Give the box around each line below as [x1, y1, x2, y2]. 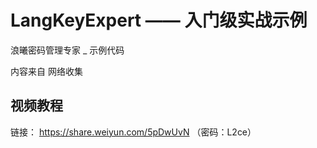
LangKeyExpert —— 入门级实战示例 [10, 9, 308, 32]
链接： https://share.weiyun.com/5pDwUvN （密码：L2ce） [10, 126, 257, 138]
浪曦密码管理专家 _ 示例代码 [10, 44, 125, 56]
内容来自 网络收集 [10, 65, 83, 77]
